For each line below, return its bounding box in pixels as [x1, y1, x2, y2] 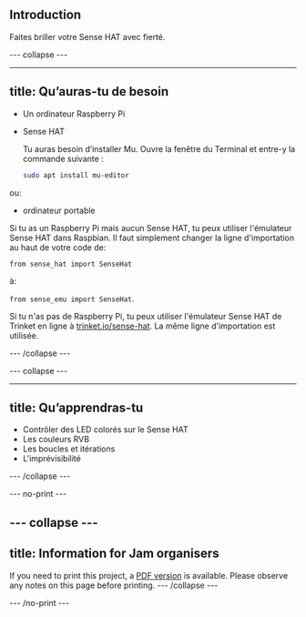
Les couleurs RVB [22, 434, 89, 445]
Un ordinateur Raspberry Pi [22, 108, 126, 119]
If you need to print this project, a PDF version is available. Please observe [9, 570, 289, 581]
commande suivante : [22, 153, 105, 164]
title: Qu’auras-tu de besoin [9, 84, 169, 99]
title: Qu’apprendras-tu [9, 400, 144, 415]
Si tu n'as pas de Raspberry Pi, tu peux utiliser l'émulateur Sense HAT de [9, 310, 282, 321]
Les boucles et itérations [22, 443, 116, 454]
